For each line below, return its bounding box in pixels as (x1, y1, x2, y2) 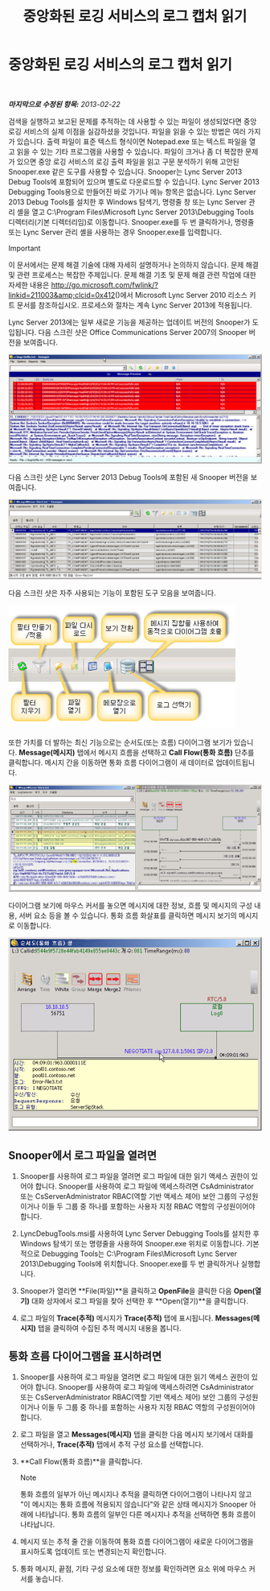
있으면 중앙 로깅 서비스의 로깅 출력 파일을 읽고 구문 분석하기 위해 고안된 (16, 156, 239, 166)
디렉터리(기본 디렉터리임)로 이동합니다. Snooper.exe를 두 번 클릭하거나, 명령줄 (8, 217, 255, 226)
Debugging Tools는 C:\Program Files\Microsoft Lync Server (41, 1249, 237, 1258)
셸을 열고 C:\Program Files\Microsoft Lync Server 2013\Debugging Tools (16, 207, 255, 217)
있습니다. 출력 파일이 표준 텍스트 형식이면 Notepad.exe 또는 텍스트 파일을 (16, 136, 247, 146)
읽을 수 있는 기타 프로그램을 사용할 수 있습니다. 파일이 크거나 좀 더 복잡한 (16, 147, 243, 156)
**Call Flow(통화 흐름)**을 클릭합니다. (19, 1457, 143, 1466)
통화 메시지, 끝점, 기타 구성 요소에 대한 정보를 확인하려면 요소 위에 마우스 (19, 1564, 247, 1573)
